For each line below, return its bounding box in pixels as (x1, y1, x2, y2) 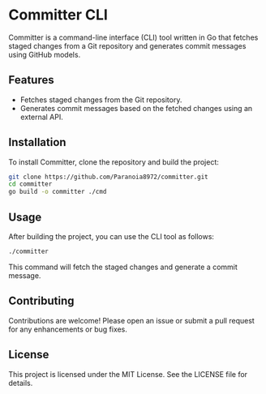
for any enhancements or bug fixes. (8, 324, 128, 334)
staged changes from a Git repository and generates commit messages (8, 41, 247, 50)
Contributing (8, 294, 75, 308)
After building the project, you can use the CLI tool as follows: (8, 232, 215, 241)
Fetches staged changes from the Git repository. (19, 95, 182, 105)
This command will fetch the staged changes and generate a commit (8, 262, 238, 272)
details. (8, 378, 33, 388)
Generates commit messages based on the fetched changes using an (19, 103, 253, 113)
